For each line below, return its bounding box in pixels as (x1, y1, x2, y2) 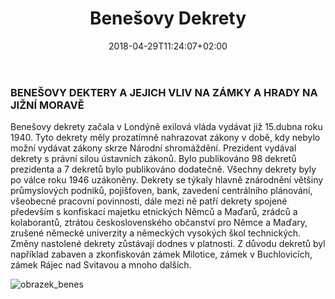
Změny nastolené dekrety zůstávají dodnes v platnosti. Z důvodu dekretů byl (10, 238, 326, 250)
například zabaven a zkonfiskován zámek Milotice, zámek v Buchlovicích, (10, 248, 313, 261)
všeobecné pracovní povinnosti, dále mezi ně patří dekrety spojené (10, 195, 288, 207)
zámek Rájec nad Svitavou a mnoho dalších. (10, 259, 192, 271)
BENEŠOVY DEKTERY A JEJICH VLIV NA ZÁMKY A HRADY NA (10, 85, 318, 99)
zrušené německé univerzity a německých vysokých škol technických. (10, 227, 302, 239)
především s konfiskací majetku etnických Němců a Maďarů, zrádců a (10, 206, 298, 218)
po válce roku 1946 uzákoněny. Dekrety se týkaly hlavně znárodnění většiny (10, 174, 324, 186)
